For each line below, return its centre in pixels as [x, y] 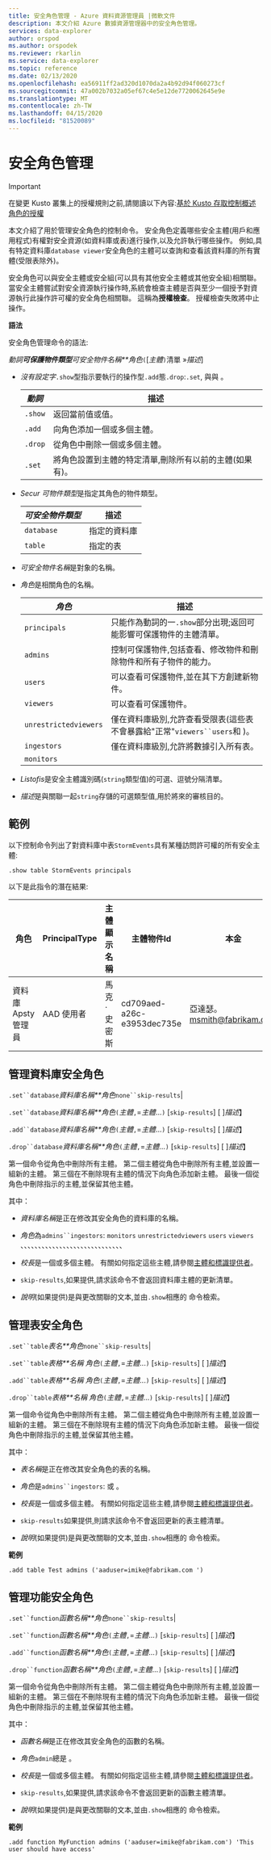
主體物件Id [152, 938]
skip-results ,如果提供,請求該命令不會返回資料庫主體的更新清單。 [129, 1280]
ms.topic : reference [43, 69]
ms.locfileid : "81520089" [52, 121]
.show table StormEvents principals [70, 870]
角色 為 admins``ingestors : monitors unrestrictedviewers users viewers [137, 1236]
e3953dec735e [151, 1023]
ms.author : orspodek [43, 46]
